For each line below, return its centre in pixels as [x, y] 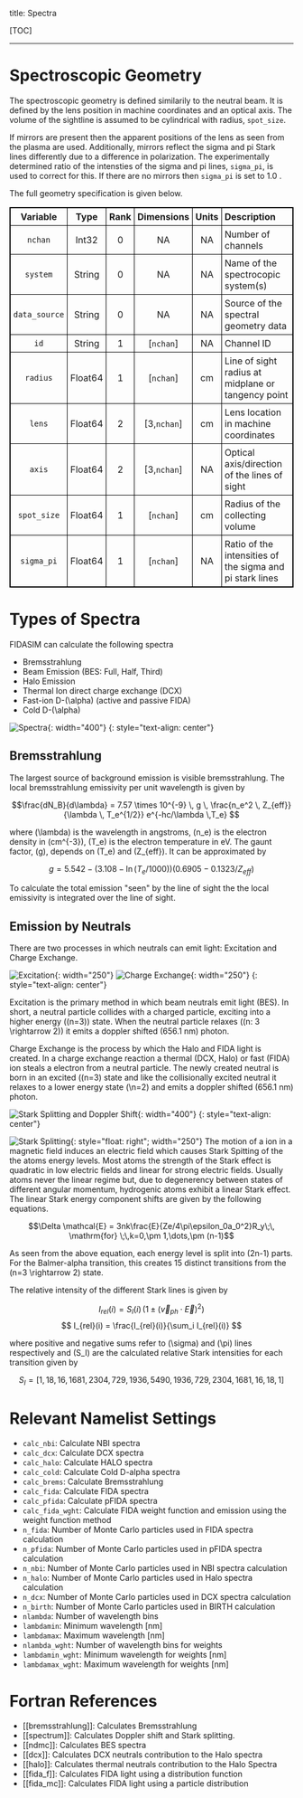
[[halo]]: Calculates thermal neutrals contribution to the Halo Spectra [150, 1765]
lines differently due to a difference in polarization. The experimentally [140, 156]
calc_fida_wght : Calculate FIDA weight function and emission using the [154, 1510]
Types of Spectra [75, 620]
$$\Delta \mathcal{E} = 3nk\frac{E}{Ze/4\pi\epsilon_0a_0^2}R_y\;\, [151, 1226]
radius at [243, 372]
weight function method [67, 1520]
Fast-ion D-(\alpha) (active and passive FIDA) [106, 700]
